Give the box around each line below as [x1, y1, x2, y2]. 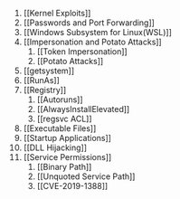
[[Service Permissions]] [23, 152, 112, 162]
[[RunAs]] [23, 75, 60, 85]
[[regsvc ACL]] [36, 113, 93, 124]
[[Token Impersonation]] [36, 46, 128, 57]
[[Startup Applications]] [23, 133, 112, 143]
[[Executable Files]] [23, 123, 97, 134]
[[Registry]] [23, 85, 67, 95]
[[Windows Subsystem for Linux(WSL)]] [23, 27, 173, 37]
